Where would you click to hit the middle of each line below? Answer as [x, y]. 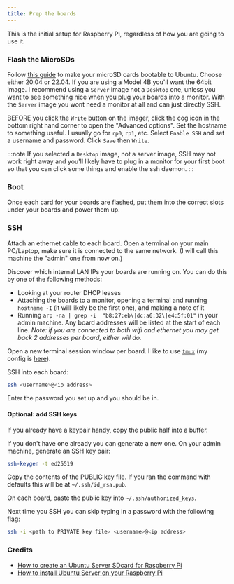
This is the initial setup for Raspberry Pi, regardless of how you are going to [116, 34]
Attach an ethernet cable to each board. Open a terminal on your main [108, 243]
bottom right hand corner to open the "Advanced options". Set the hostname [117, 125]
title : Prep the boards [42, 14]
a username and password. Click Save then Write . [79, 140]
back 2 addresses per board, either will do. [79, 337]
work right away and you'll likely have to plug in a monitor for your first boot [116, 161]
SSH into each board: [38, 372]
